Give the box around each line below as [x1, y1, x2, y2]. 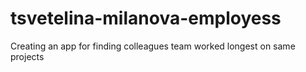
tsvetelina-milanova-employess [10, 7, 282, 30]
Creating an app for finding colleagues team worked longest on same [10, 40, 296, 52]
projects [10, 50, 45, 62]
